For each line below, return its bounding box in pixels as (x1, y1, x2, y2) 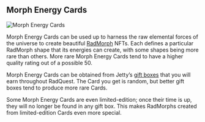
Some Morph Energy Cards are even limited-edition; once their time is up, (6, 96, 192, 103)
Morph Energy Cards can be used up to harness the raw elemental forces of (6, 33, 199, 40)
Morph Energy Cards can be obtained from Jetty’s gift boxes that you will (6, 71, 191, 78)
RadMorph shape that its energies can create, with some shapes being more (6, 46, 199, 53)
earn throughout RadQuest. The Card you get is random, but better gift (6, 77, 185, 85)
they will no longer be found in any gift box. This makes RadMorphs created (6, 102, 197, 110)
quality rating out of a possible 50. (6, 59, 93, 66)
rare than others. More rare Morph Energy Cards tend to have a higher (6, 52, 184, 60)
